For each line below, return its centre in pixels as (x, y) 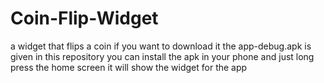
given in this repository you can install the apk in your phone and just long (162, 56)
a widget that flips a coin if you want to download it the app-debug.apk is (161, 46)
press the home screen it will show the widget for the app (129, 67)
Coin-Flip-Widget (84, 18)
